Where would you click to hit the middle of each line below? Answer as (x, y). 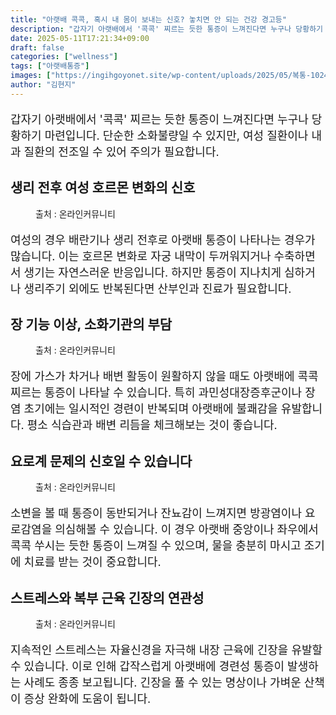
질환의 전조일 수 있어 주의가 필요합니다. (121, 151)
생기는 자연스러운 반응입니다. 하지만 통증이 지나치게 (152, 272)
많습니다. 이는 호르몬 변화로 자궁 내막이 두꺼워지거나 (141, 256)
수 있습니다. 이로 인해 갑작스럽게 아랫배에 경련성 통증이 (147, 666)
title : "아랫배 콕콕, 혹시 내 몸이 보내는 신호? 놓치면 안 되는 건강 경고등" (148, 19)
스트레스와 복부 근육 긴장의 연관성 (107, 597)
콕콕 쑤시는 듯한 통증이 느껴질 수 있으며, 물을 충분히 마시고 (156, 546)
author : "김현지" (43, 85)
